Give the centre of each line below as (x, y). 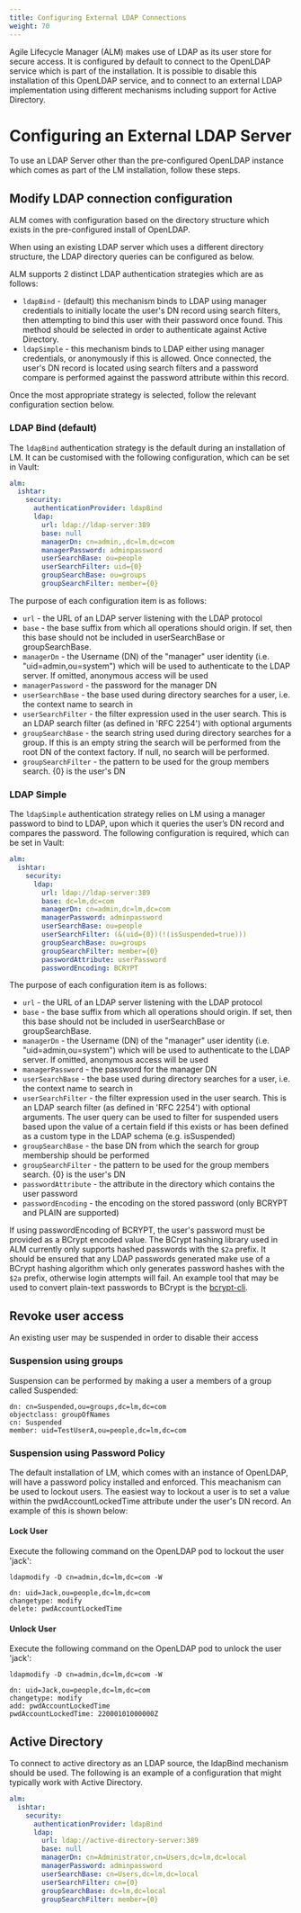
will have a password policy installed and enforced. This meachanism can (145, 1482)
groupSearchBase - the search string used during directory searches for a (157, 732)
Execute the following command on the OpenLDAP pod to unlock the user (146, 1648)
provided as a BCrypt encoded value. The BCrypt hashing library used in (144, 1240)
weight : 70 (30, 26)
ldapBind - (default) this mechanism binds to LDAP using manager (144, 301)
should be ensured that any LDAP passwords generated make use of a (140, 1259)
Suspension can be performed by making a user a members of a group (141, 1380)
